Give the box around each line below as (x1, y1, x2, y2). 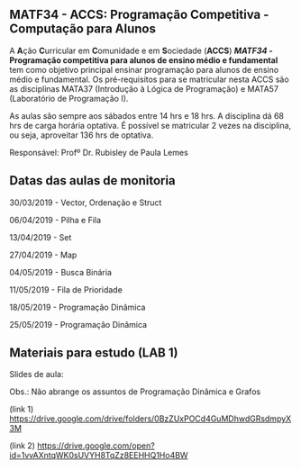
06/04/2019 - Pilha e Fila (9, 214, 102, 225)
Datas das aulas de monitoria (9, 173, 176, 188)
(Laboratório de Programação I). (9, 93, 129, 104)
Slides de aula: (9, 369, 64, 380)
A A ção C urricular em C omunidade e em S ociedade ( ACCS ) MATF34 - (9, 45, 273, 56)
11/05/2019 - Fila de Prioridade (9, 284, 123, 295)
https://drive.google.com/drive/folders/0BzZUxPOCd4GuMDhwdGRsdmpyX (9, 413, 292, 424)
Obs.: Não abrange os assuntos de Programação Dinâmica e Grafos (9, 386, 261, 397)
